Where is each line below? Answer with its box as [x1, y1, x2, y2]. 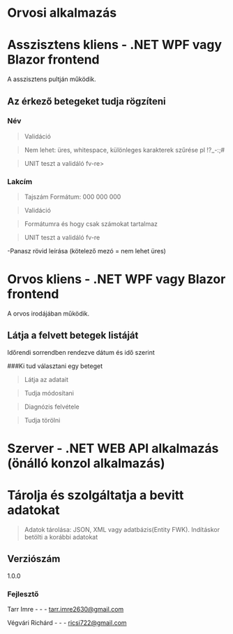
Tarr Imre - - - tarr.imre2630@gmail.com [7, 605, 124, 614]
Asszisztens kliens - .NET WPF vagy [7, 37, 222, 53]
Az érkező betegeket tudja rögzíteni [7, 95, 166, 107]
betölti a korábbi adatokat [24, 533, 98, 541]
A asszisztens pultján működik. [7, 75, 96, 83]
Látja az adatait [24, 375, 68, 383]
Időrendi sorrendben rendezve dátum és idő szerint [7, 348, 155, 356]
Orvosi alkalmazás [7, 5, 117, 21]
